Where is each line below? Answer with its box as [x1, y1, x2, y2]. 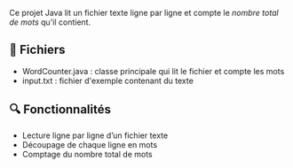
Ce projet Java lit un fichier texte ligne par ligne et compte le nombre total [9, 8, 279, 18]
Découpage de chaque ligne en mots [21, 139, 158, 149]
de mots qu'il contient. [9, 17, 91, 27]
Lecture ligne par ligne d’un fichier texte [21, 130, 169, 141]
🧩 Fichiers [9, 42, 66, 57]
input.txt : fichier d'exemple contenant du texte [21, 75, 194, 86]
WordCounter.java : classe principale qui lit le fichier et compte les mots [21, 65, 285, 76]
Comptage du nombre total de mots [21, 149, 153, 159]
